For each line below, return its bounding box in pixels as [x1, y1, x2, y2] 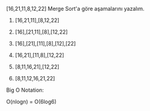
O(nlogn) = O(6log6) [6, 98, 57, 105]
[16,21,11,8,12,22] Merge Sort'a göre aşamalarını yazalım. [6, 5, 145, 12]
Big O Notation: [6, 86, 44, 94]
